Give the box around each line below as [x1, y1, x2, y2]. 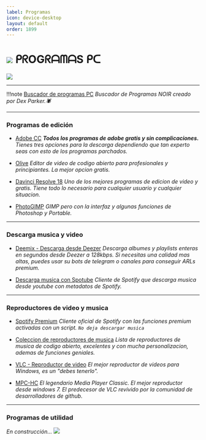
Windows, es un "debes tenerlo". [15, 368, 98, 375]
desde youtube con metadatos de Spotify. [15, 282, 122, 290]
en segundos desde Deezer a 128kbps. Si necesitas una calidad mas [15, 251, 190, 258]
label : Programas [6, 9, 51, 15]
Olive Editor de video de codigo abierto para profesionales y [15, 160, 169, 167]
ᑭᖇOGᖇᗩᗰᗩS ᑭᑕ [15, 53, 101, 66]
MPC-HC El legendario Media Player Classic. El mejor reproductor [15, 379, 183, 387]
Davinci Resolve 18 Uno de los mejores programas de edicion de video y [15, 178, 198, 185]
